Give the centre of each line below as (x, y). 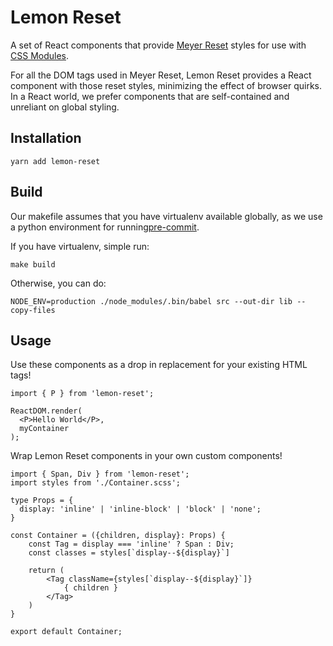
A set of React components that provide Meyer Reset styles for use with (158, 45)
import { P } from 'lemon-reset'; (82, 394)
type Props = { (42, 501)
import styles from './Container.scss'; (96, 483)
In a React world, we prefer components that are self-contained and (150, 96)
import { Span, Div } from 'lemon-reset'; (100, 474)
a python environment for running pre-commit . (105, 227)
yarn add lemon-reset (55, 161)
